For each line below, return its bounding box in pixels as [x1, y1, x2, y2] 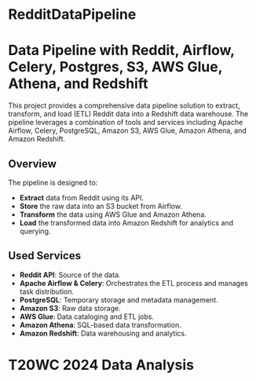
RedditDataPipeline [8, 5, 137, 24]
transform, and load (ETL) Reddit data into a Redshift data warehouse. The [8, 109, 249, 119]
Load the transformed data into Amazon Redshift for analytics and [19, 218, 234, 227]
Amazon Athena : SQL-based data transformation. [19, 320, 182, 329]
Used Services [8, 249, 81, 262]
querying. [19, 226, 51, 236]
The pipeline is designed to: [8, 178, 98, 187]
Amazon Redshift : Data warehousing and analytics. [19, 328, 187, 338]
